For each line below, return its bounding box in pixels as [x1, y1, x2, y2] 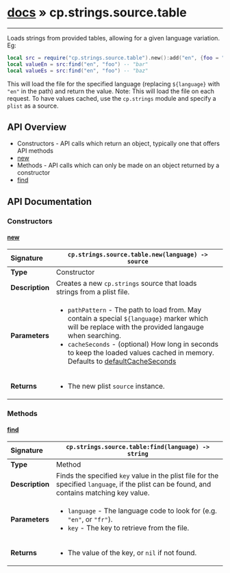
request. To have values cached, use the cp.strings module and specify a [7, 94, 217, 102]
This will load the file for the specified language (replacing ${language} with [7, 80, 220, 88]
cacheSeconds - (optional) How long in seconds [67, 339, 219, 349]
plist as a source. [7, 101, 60, 110]
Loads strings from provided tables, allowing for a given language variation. [7, 34, 220, 42]
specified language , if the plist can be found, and [55, 480, 212, 489]
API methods [16, 147, 53, 155]
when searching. [67, 330, 121, 340]
